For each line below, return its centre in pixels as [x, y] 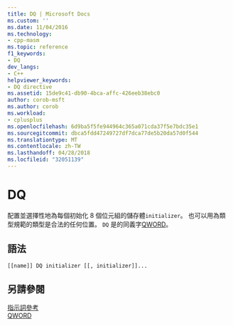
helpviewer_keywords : [39, 80]
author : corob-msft [36, 100]
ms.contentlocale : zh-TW [44, 147]
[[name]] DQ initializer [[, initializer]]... [77, 265]
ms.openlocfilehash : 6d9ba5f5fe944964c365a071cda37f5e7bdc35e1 [103, 126]
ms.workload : [27, 113]
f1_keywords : [27, 54]
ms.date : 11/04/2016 [38, 27]
